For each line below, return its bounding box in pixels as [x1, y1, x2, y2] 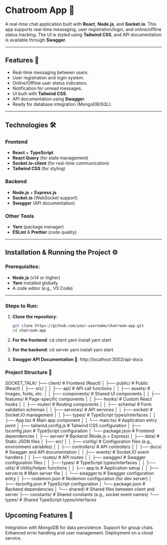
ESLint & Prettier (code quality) [12, 229, 77, 235]
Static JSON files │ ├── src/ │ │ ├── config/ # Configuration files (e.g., [5, 439, 153, 445]
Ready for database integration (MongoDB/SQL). [12, 101, 112, 107]
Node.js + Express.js [12, 189, 57, 195]
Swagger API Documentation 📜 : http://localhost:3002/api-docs [12, 356, 143, 362]
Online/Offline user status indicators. [12, 80, 88, 86]
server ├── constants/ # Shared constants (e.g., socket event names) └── [5, 492, 159, 498]
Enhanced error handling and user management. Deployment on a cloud [5, 530, 153, 536]
